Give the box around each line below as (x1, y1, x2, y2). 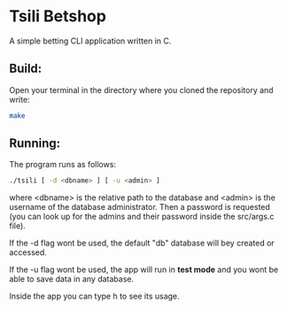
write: (9, 94, 30, 105)
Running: (9, 136, 61, 151)
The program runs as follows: (9, 159, 117, 170)
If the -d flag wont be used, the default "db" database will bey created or (9, 237, 275, 249)
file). (9, 221, 27, 231)
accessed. (9, 247, 47, 258)
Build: (9, 61, 43, 76)
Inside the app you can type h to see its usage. (9, 291, 180, 302)
